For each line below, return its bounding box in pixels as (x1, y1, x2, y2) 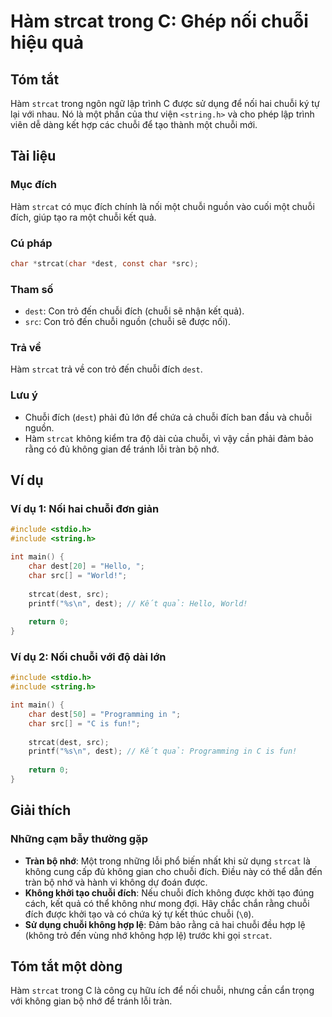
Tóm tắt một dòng (10, 958, 123, 975)
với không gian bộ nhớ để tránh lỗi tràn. (10, 995, 173, 1007)
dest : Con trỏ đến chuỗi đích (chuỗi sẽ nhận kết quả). (24, 305, 245, 317)
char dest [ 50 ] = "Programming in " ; (28, 709, 182, 719)
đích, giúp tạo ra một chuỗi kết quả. (10, 211, 157, 223)
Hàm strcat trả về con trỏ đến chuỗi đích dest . (10, 363, 203, 375)
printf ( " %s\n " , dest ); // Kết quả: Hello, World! (28, 598, 248, 609)
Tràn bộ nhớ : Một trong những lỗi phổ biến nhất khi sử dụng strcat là (24, 855, 311, 867)
